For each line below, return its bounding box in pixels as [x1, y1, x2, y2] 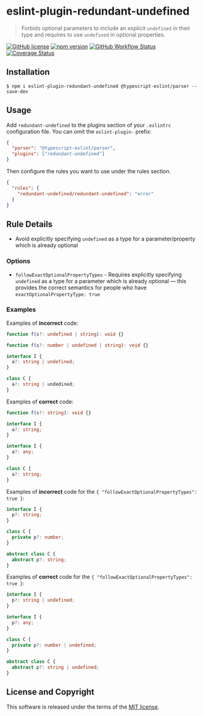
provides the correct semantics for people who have [15, 284, 147, 291]
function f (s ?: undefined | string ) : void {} [6, 331, 124, 337]
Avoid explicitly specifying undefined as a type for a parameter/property [15, 235, 196, 242]
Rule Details [6, 219, 53, 230]
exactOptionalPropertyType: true [15, 291, 101, 297]
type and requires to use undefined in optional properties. [21, 31, 166, 38]
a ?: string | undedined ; [12, 382, 75, 388]
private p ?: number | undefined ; [12, 642, 97, 648]
